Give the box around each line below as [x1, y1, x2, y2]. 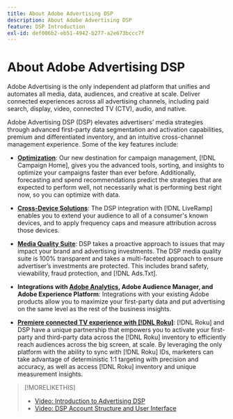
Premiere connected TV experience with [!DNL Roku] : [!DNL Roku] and [17, 318, 225, 327]
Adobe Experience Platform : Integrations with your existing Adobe [17, 290, 210, 299]
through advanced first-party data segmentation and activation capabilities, [7, 126, 224, 134]
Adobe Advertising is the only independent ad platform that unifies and [7, 83, 211, 91]
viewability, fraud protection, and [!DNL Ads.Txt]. [17, 269, 158, 278]
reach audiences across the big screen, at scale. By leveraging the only [17, 340, 223, 349]
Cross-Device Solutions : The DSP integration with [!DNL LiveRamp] [17, 204, 213, 213]
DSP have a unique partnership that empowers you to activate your [17, 326, 210, 334]
